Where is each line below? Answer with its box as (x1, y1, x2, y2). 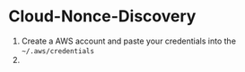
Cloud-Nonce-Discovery (8, 6, 197, 27)
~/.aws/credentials (21, 46, 95, 55)
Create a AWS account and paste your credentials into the (21, 36, 237, 46)
